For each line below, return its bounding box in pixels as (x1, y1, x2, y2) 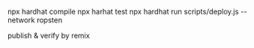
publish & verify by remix (7, 31, 90, 40)
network (7, 15, 35, 25)
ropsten (36, 15, 63, 25)
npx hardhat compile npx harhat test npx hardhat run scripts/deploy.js (7, 7, 239, 16)
